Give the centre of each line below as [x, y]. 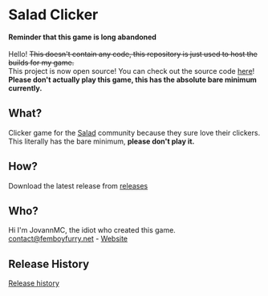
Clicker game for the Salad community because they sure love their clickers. [134, 132]
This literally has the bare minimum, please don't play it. [102, 141]
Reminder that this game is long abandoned [82, 37]
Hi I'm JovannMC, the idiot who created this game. [92, 230]
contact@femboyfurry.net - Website [68, 239]
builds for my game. [41, 63]
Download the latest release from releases [78, 185]
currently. [25, 88]
